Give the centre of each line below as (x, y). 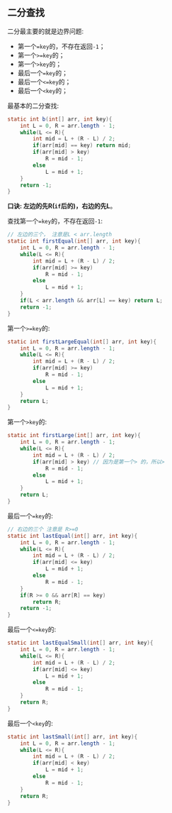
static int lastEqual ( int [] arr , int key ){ (73, 536)
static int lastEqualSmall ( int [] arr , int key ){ (80, 643)
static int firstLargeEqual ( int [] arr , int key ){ (82, 342)
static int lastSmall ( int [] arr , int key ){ (73, 736)
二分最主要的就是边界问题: (46, 31)
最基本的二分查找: (33, 106)
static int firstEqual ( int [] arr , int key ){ (74, 241)
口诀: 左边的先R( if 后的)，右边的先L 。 (62, 206)
